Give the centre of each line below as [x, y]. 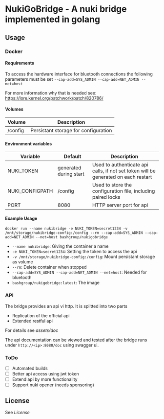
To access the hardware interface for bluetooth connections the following [79, 74]
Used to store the [112, 185]
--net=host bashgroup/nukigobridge [72, 237]
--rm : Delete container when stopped [49, 267]
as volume [22, 262]
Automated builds [30, 368]
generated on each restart [122, 177]
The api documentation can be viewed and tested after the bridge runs [76, 340]
